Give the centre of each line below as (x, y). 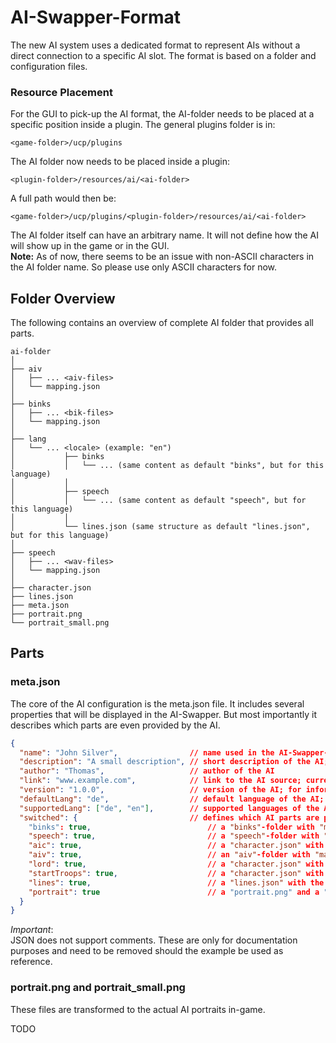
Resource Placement (61, 92)
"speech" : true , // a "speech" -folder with (174, 836)
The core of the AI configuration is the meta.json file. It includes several (157, 703)
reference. (31, 962)
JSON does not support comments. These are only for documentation (154, 940)
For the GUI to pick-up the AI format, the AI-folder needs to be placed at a (162, 114)
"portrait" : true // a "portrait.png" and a (174, 892)
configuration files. (49, 66)
